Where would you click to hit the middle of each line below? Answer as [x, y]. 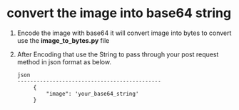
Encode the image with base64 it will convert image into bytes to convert [124, 33]
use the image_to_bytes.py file [63, 40]
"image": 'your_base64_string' [92, 94]
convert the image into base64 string [119, 13]
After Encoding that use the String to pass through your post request [118, 54]
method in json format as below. [64, 61]
